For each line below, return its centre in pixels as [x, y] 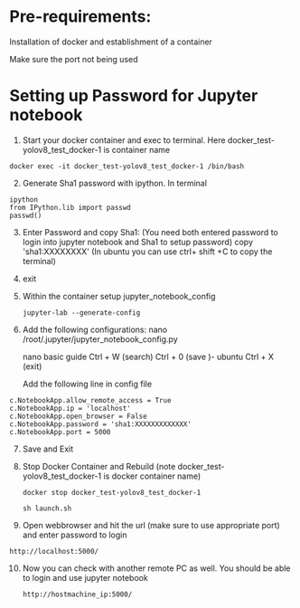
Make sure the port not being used [74, 59]
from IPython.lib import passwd [70, 207]
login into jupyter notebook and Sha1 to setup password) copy [138, 242]
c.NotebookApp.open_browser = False [78, 416]
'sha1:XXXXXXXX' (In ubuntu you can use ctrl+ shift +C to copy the [147, 252]
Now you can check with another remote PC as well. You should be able [156, 568]
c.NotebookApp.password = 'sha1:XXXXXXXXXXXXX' [101, 424]
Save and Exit [48, 449]
